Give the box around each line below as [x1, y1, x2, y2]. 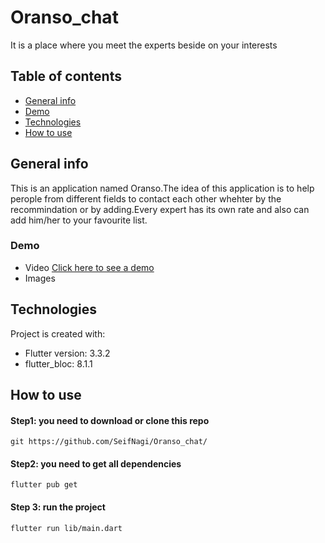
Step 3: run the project [10, 501, 106, 513]
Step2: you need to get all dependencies [10, 457, 182, 470]
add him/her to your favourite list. [10, 214, 148, 226]
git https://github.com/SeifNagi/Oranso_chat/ [10, 437, 208, 447]
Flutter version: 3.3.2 [24, 347, 111, 359]
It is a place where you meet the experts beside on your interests [10, 39, 278, 51]
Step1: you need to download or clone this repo [10, 414, 210, 426]
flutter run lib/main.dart [10, 523, 123, 533]
